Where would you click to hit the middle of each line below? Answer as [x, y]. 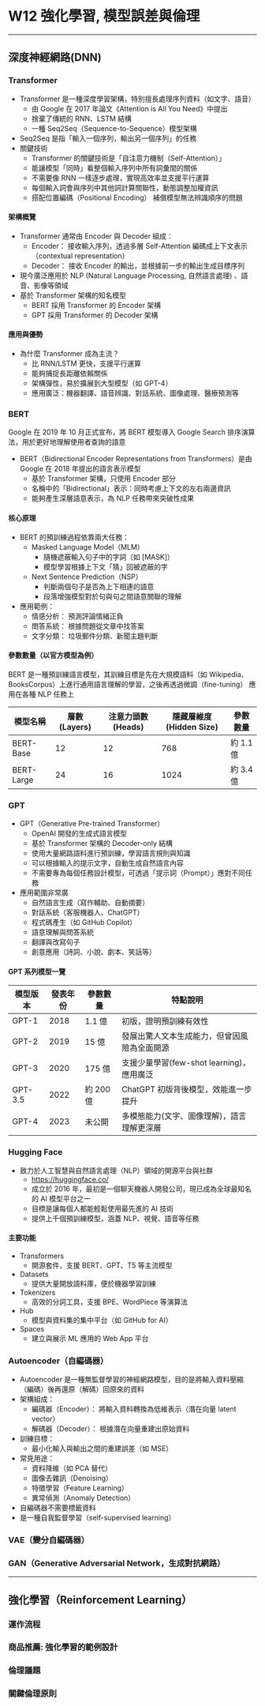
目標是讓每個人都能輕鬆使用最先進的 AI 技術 [102, 1208]
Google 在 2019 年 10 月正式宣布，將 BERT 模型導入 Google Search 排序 [125, 432]
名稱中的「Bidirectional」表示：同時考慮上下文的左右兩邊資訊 [131, 489]
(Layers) [75, 727]
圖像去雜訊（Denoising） [72, 1479]
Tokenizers [37, 1292]
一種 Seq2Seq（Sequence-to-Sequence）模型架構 [114, 128]
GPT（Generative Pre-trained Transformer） [92, 824]
